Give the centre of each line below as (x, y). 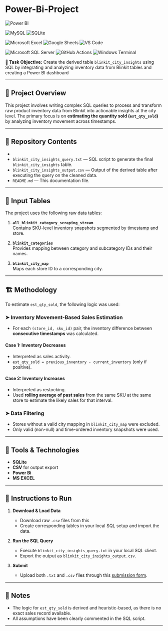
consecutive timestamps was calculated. (55, 334)
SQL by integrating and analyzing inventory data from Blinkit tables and (78, 67)
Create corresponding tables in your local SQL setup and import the (89, 526)
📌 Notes (18, 596)
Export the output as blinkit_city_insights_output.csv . (78, 556)
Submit (20, 565)
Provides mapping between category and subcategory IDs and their (82, 248)
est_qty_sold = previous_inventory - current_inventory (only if (79, 362)
